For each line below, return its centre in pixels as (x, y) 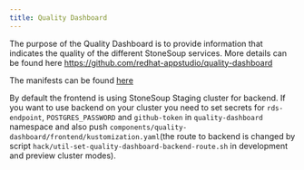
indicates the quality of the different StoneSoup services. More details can (148, 53)
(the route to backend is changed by (227, 136)
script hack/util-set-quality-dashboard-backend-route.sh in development (149, 146)
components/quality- (148, 127)
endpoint (26, 118)
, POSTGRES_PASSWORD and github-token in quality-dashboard (152, 117)
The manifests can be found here (72, 80)
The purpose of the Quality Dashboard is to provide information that (136, 43)
